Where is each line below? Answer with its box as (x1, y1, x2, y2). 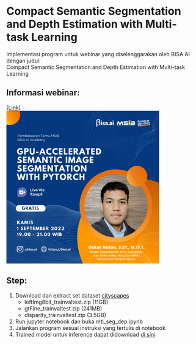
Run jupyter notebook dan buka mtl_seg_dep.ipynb (15, 318, 143, 325)
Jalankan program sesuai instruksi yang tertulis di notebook (15, 324, 166, 331)
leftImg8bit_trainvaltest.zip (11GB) (24, 298, 109, 306)
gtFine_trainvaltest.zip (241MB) (24, 304, 103, 312)
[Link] (6, 104, 21, 111)
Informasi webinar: (6, 87, 81, 98)
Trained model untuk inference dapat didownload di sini (15, 331, 156, 338)
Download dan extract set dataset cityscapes (15, 291, 129, 299)
